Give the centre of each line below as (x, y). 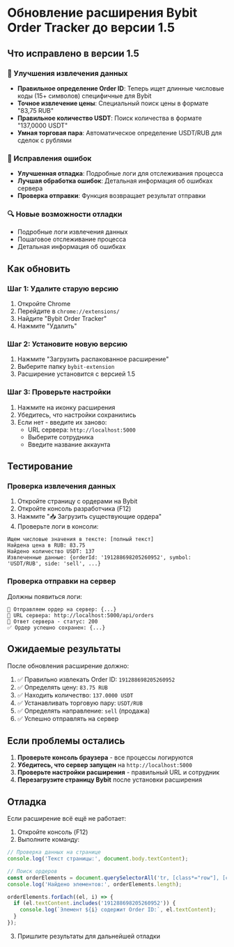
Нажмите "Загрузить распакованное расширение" (93, 359)
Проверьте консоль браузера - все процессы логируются (105, 757)
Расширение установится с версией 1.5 (76, 374)
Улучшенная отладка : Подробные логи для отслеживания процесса (120, 174)
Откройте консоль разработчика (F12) (74, 509)
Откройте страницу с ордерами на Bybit (77, 501)
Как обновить (39, 269)
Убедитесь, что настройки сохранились (77, 415)
